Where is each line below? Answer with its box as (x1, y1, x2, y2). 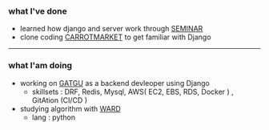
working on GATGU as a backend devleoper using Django (19, 78, 211, 87)
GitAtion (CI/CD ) (31, 95, 88, 105)
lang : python (31, 112, 76, 122)
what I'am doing (8, 60, 73, 71)
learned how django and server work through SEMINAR (19, 24, 203, 34)
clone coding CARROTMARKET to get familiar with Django (19, 32, 211, 42)
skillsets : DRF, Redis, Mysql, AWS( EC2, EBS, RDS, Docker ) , (31, 87, 234, 96)
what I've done (8, 6, 67, 17)
